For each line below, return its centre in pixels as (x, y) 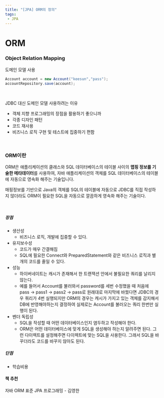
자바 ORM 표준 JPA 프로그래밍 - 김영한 (42, 391)
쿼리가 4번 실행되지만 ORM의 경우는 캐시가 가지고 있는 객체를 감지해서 (92, 298)
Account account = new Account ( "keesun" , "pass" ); (57, 79)
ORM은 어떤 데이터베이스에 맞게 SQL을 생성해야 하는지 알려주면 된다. (85, 329)
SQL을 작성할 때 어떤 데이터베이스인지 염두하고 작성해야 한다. (78, 322)
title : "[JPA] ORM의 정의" (31, 10)
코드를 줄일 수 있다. (47, 261)
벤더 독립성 (23, 317)
